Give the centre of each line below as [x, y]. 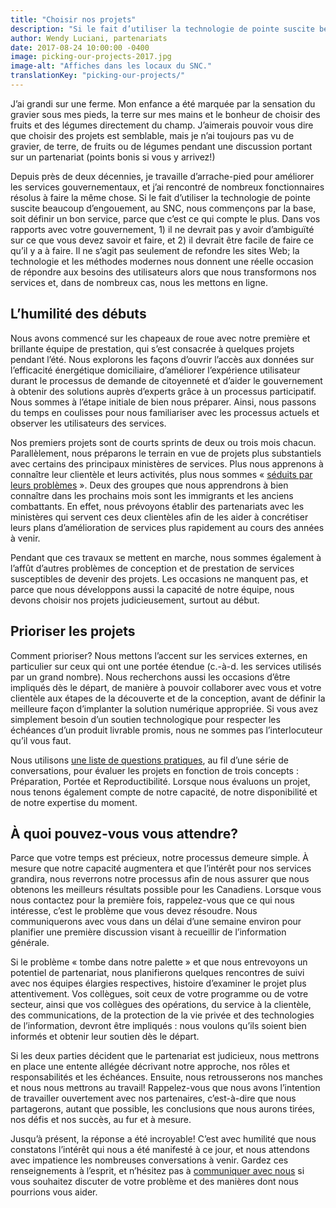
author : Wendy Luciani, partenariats [89, 38]
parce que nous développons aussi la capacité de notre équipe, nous [152, 589]
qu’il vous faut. [41, 740]
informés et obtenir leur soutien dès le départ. [105, 1037]
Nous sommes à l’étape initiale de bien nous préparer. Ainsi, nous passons [163, 402]
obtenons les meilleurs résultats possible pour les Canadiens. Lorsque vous [166, 890]
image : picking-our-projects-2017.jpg [91, 57]
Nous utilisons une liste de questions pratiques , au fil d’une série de [149, 760]
